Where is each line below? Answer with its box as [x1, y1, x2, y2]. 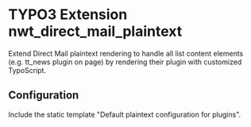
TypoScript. [8, 65, 46, 75]
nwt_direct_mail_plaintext [8, 22, 183, 40]
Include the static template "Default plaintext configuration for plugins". [8, 110, 241, 119]
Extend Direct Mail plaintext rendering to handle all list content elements [8, 48, 244, 58]
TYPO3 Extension [8, 6, 128, 24]
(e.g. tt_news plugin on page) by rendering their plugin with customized [8, 57, 242, 67]
